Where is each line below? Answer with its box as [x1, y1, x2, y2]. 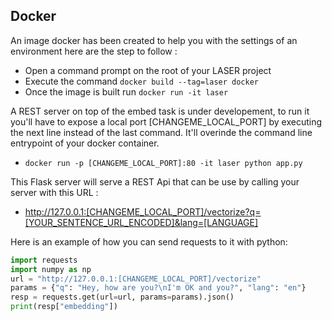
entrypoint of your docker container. [10, 137, 160, 149]
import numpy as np [10, 264, 92, 274]
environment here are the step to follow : [10, 45, 178, 57]
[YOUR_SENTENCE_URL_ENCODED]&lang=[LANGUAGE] [24, 216, 259, 228]
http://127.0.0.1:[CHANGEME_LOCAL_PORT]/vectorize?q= [24, 205, 262, 218]
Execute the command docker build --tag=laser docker [24, 75, 259, 87]
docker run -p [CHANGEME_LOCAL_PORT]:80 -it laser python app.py [24, 158, 303, 168]
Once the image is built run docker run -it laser [24, 85, 229, 98]
